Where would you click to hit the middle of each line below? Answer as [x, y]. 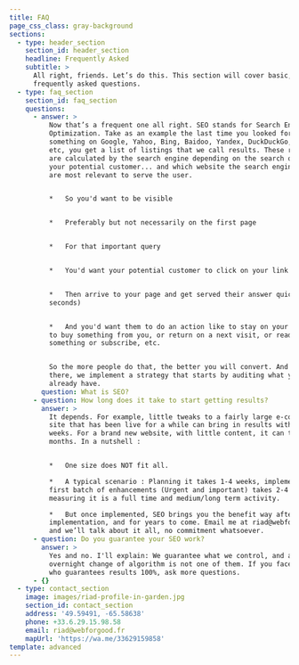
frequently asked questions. [87, 84]
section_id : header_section [77, 51]
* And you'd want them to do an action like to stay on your [169, 326]
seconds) [65, 303]
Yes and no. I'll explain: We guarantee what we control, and [166, 555]
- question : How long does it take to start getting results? [150, 400]
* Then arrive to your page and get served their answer [161, 294]
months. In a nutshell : [95, 442]
